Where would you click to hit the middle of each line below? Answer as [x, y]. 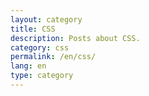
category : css [40, 47]
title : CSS [33, 29]
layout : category [46, 19]
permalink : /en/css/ [53, 57]
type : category [42, 76]
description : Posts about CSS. [75, 38]
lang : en [28, 66]
